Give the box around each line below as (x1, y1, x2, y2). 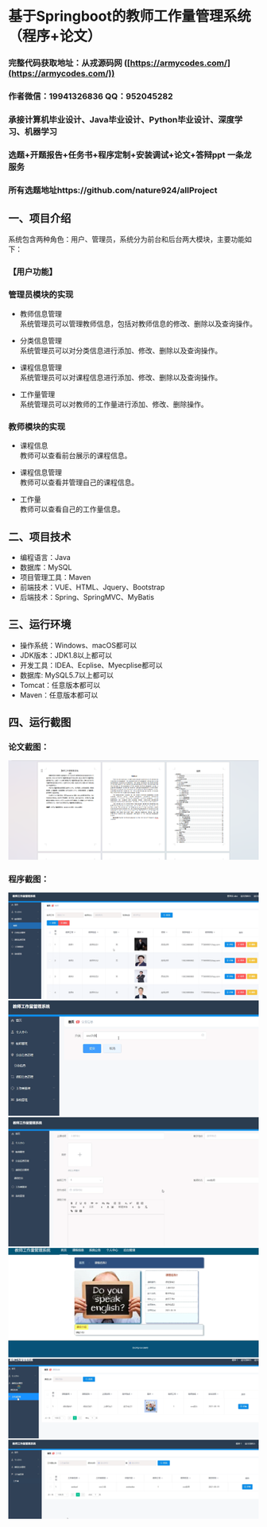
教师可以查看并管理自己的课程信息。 (19, 478, 139, 488)
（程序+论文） (8, 27, 102, 45)
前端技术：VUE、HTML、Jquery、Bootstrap (19, 582, 165, 592)
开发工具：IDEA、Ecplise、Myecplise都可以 (19, 660, 163, 670)
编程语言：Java (19, 552, 72, 561)
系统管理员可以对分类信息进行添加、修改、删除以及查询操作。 (19, 345, 222, 355)
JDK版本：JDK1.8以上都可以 (19, 650, 113, 660)
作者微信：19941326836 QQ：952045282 (8, 91, 173, 102)
